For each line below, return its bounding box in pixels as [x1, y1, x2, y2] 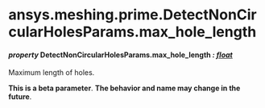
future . [8, 92, 32, 102]
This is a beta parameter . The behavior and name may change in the [8, 83, 241, 93]
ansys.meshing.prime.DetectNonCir [8, 6, 258, 24]
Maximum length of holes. [8, 68, 95, 77]
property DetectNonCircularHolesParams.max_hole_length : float [8, 50, 234, 60]
